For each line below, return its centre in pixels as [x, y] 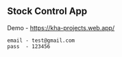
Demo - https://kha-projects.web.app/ [61, 27]
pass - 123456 [29, 46]
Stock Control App [47, 11]
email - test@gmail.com [41, 41]
